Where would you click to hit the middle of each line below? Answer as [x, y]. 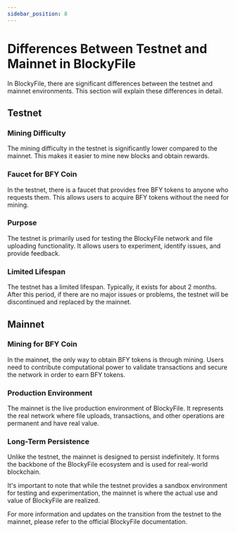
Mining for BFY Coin [42, 345]
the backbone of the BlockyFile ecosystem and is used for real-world [107, 465]
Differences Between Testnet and [107, 48]
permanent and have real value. [53, 424]
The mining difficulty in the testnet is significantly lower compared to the [112, 148]
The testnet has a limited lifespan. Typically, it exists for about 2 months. [112, 287]
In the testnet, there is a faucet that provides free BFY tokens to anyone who [118, 190]
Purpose [22, 223]
